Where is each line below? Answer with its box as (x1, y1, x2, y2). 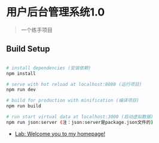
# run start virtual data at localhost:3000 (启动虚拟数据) (6, 114, 154, 120)
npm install (6, 70, 36, 76)
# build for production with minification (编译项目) (6, 98, 139, 104)
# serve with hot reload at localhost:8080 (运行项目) (6, 81, 142, 87)
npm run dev (6, 87, 36, 93)
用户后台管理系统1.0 (6, 5, 105, 19)
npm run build (6, 103, 42, 109)
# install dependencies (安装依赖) (6, 65, 91, 71)
